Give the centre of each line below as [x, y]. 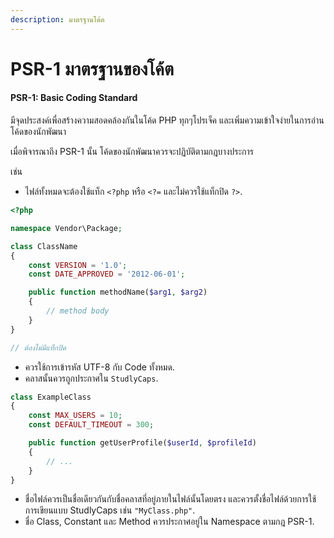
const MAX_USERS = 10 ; [75, 416]
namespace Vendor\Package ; [66, 228]
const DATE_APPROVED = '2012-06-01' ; [107, 274]
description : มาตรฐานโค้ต [57, 19]
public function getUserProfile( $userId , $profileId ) [142, 443]
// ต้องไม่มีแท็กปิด [38, 347]
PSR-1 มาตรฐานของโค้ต [92, 68]
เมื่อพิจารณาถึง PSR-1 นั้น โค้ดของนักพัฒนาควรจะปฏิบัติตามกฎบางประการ [132, 152]
